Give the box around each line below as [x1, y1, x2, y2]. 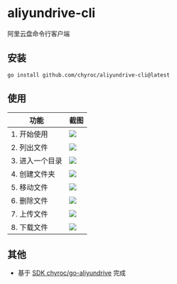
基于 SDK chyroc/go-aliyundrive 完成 [17, 268, 127, 278]
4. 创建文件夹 [11, 169, 55, 179]
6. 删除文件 [11, 195, 48, 205]
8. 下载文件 [11, 222, 48, 232]
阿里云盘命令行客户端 [7, 29, 70, 38]
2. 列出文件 [11, 142, 48, 152]
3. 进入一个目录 [11, 155, 63, 165]
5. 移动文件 [11, 182, 48, 192]
